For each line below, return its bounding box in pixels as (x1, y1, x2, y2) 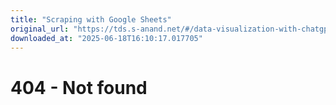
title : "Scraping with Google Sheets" (10, 14, 172, 25)
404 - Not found (10, 76, 148, 99)
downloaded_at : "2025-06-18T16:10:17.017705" (10, 33, 203, 43)
